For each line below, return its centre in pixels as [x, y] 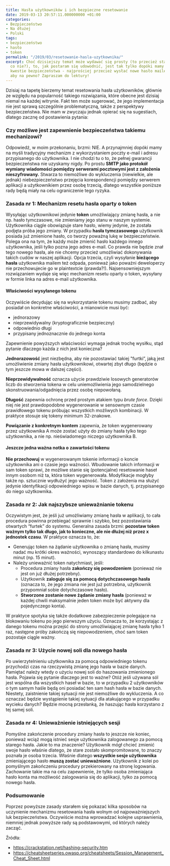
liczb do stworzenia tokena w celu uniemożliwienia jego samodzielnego [80, 384]
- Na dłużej [18, 29]
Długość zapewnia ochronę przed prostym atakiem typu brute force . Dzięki [84, 399]
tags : [11, 38]
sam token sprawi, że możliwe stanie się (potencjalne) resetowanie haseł [81, 470]
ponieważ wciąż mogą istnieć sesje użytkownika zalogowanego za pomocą [84, 739]
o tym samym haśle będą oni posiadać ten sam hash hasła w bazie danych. [84, 688]
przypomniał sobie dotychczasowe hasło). [65, 590]
